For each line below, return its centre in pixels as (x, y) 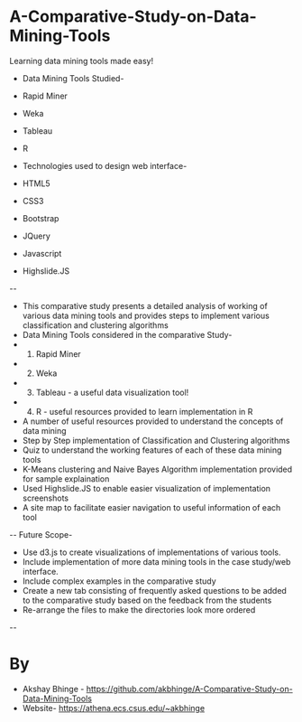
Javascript (42, 253)
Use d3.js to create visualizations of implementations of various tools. (151, 552)
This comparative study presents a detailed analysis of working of (145, 305)
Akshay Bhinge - (53, 689)
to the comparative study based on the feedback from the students (147, 600)
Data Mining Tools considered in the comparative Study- (127, 334)
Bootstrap (41, 218)
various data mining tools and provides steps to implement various (146, 315)
